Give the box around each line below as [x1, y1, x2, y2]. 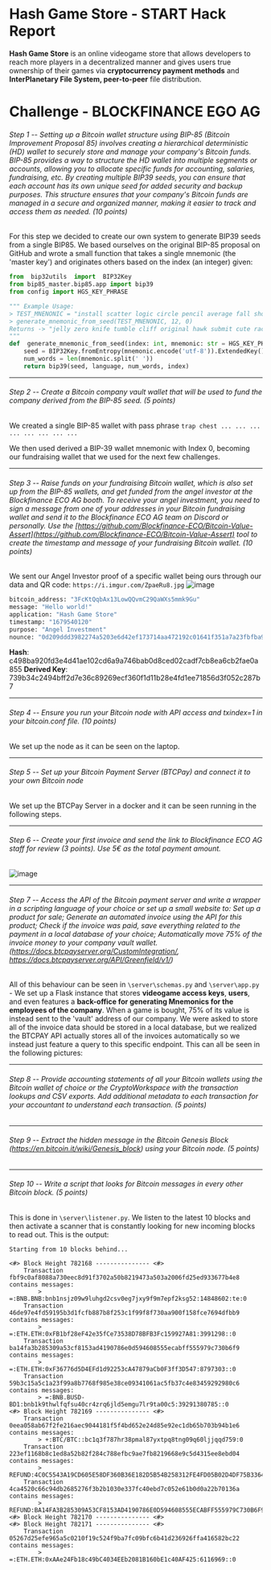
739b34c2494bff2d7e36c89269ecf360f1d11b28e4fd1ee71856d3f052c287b [9, 673, 261, 683]
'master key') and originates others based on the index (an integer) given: [9, 257, 253, 267]
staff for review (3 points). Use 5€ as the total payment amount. [9, 843, 222, 854]
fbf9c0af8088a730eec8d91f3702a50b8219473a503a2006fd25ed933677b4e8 [9, 1274, 240, 1282]
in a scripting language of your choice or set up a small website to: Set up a [9, 903, 261, 913]
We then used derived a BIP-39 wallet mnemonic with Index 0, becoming [9, 444, 250, 454]
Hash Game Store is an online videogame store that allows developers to [9, 48, 252, 58]
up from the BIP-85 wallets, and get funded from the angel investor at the [9, 487, 253, 496]
